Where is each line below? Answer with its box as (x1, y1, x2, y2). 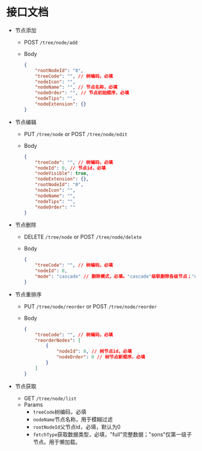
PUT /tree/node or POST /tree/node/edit (23, 130, 127, 137)
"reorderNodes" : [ (35, 337, 81, 343)
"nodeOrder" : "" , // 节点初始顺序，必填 (35, 90, 129, 96)
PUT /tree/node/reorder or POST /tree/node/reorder (23, 302, 158, 310)
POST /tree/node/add (23, 39, 78, 46)
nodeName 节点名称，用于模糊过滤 (32, 415, 113, 423)
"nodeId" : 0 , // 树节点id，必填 (56, 349, 132, 355)
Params (23, 401, 43, 408)
